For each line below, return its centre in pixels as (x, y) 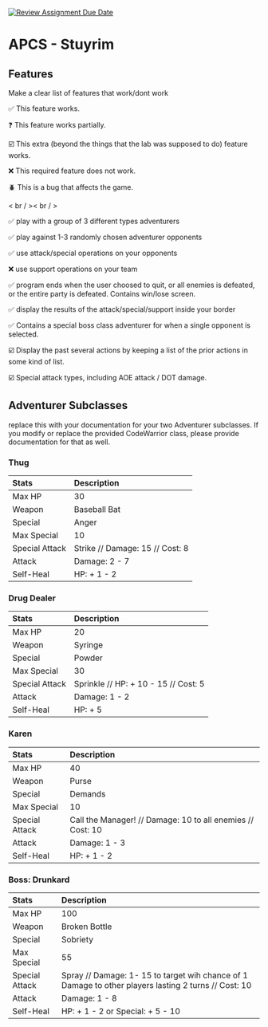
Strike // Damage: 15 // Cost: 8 (131, 549)
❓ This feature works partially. (57, 125)
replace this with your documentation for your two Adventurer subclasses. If (134, 425)
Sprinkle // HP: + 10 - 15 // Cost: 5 (139, 684)
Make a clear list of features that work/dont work (89, 93)
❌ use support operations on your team (73, 269)
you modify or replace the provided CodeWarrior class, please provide (124, 433)
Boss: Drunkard (39, 879)
